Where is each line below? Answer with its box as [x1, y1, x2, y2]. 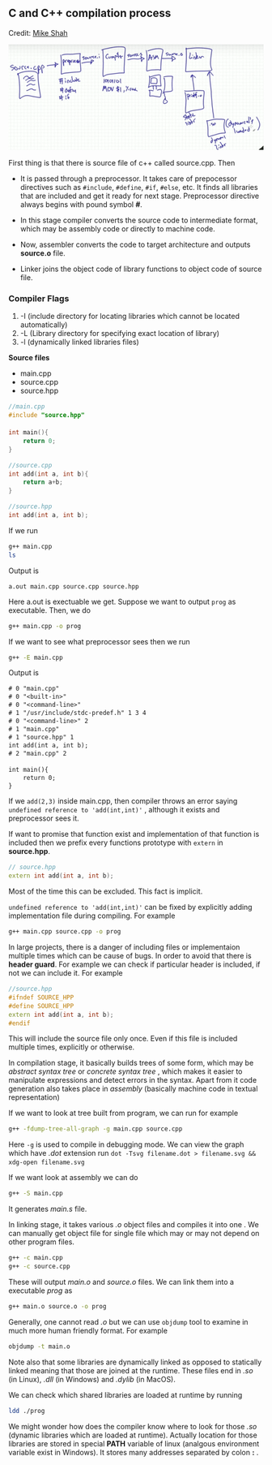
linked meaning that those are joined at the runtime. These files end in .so [8, 1365, 253, 1375]
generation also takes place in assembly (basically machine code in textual [8, 1084, 258, 1094]
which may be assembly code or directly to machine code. [19, 224, 216, 234]
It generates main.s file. [8, 1204, 87, 1214]
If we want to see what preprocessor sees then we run [8, 636, 190, 646]
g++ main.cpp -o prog [8, 622, 82, 630]
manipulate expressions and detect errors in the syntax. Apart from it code [8, 1075, 257, 1085]
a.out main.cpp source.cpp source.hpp [8, 582, 139, 591]
